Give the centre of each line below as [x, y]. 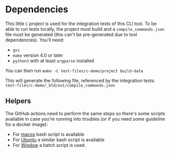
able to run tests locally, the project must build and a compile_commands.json [85, 29]
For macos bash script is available [48, 134]
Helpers [18, 101]
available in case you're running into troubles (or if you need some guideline [85, 119]
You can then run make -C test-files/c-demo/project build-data [74, 71]
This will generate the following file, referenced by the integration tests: [80, 80]
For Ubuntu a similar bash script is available [58, 140]
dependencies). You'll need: [35, 40]
